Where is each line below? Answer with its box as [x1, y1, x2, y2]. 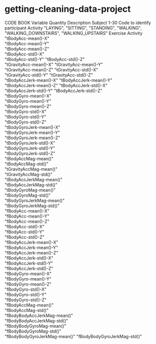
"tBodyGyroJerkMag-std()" [4, 203, 60, 209]
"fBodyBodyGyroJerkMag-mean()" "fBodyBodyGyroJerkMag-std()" [4, 333, 142, 339]
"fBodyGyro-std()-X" [4, 286, 47, 292]
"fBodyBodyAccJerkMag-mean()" [4, 313, 73, 318]
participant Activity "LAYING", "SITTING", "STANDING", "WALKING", [4, 25, 142, 31]
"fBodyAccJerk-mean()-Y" [4, 245, 58, 250]
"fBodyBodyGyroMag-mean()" [4, 323, 67, 329]
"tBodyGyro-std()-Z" [4, 119, 47, 125]
